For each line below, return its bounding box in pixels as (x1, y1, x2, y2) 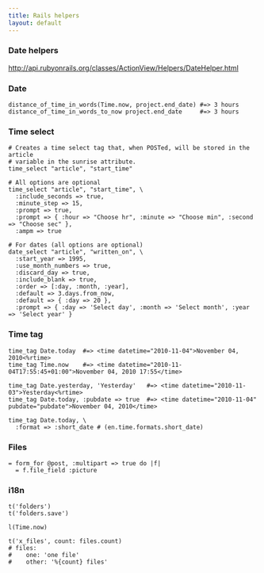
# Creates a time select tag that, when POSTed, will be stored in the (8, 144, 250, 152)
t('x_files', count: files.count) (8, 537, 123, 545)
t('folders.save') (8, 510, 69, 518)
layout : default (8, 19, 62, 27)
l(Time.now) (8, 524, 48, 532)
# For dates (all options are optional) (8, 241, 144, 250)
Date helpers (8, 45, 59, 56)
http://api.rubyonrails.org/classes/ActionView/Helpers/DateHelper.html (8, 63, 239, 72)
